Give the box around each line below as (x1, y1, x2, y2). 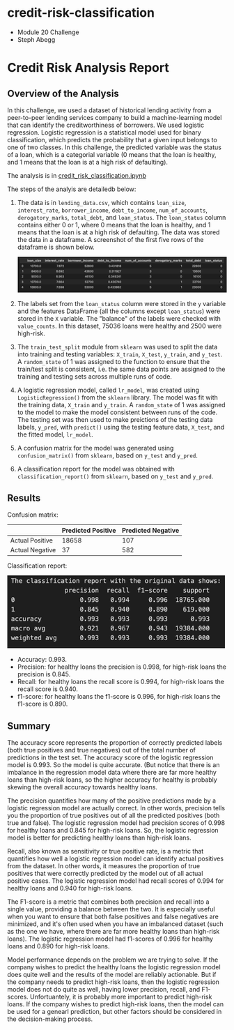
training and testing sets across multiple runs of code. (17, 372, 173, 381)
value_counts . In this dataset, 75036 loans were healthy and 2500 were (17, 321, 222, 330)
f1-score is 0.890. (17, 699, 68, 709)
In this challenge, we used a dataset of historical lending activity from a (7, 106, 212, 114)
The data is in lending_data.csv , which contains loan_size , (17, 198, 187, 206)
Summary (7, 720, 51, 732)
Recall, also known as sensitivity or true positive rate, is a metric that (7, 847, 204, 856)
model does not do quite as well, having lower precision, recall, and (7, 985, 201, 994)
